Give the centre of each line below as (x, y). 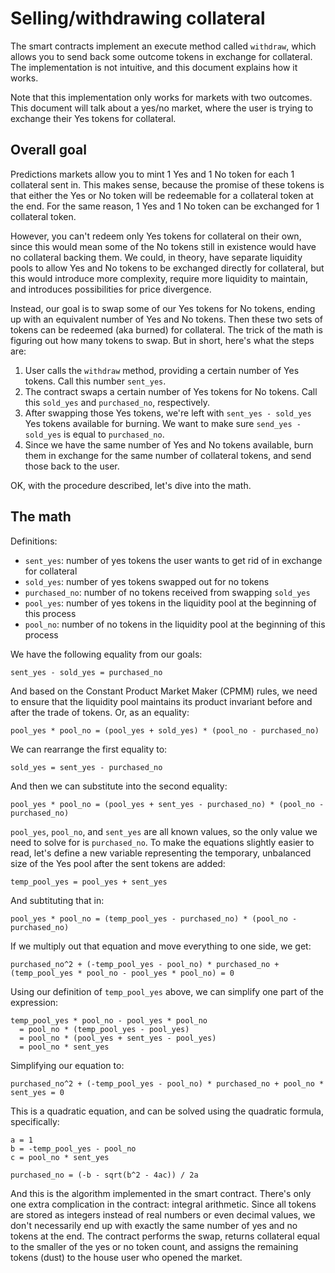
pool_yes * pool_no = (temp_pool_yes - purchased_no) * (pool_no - (154, 918)
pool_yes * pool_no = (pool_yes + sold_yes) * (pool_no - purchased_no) (165, 730)
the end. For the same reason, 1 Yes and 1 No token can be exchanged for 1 (165, 206)
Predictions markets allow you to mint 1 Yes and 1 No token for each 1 (152, 174)
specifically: (35, 1121)
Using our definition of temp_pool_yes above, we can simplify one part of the (167, 991)
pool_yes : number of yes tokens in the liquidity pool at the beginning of (170, 603)
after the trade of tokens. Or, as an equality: (100, 712)
